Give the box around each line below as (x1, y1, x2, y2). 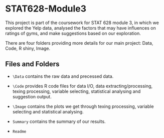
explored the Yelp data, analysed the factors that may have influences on (5, 25, 156, 31)
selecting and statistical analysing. (12, 108, 84, 114)
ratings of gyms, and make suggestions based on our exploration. (5, 30, 141, 36)
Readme (12, 129, 27, 134)
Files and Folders (5, 60, 60, 68)
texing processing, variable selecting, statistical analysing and (12, 88, 141, 94)
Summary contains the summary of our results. (12, 118, 106, 124)
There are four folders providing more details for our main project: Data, (5, 40, 153, 46)
